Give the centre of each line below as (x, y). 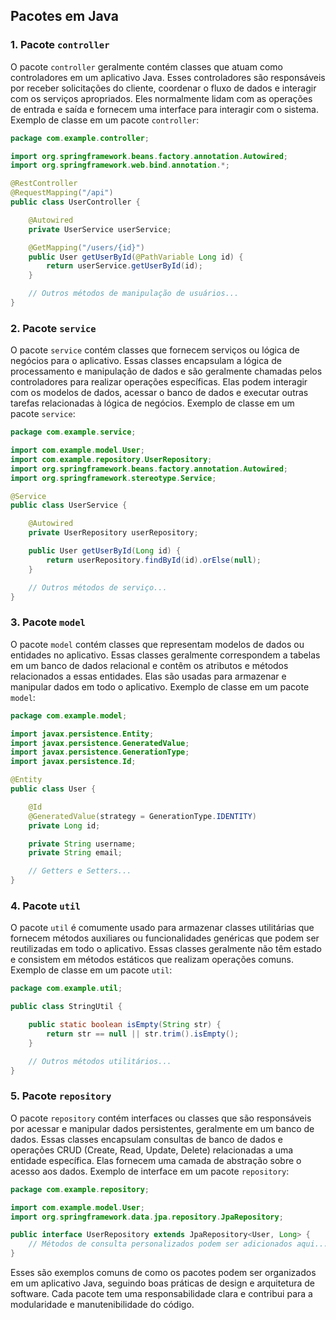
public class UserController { (75, 202)
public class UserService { (69, 505)
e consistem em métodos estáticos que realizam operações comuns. (152, 960)
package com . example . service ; (73, 432)
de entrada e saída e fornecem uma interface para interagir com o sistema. (164, 109)
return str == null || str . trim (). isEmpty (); (143, 1034)
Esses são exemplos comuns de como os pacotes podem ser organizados (163, 1272)
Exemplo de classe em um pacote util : (91, 970)
